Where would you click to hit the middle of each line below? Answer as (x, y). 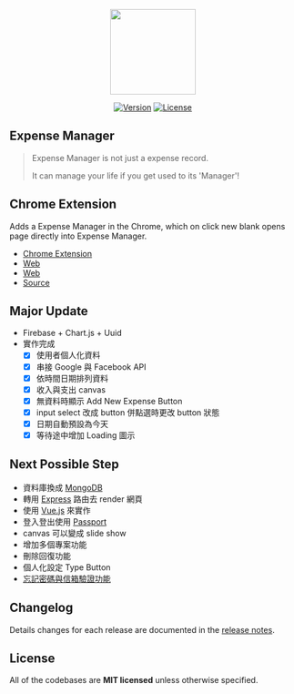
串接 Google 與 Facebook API (91, 367)
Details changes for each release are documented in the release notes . (142, 629)
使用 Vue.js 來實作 (56, 510)
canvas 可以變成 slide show (74, 533)
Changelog (41, 608)
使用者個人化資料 (68, 355)
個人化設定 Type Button (66, 567)
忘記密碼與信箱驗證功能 (66, 578)
